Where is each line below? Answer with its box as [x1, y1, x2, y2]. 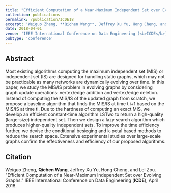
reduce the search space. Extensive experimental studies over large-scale [5, 133, 161, 139]
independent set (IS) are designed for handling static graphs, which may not [5, 73, 165, 79]
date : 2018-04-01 [5, 26, 42, 31]
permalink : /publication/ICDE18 [5, 17, 74, 22]
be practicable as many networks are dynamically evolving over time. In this [5, 79, 164, 85]
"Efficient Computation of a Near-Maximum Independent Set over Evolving [5, 172, 162, 178]
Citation [5, 153, 32, 162]
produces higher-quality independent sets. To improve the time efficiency [5, 122, 160, 128]
